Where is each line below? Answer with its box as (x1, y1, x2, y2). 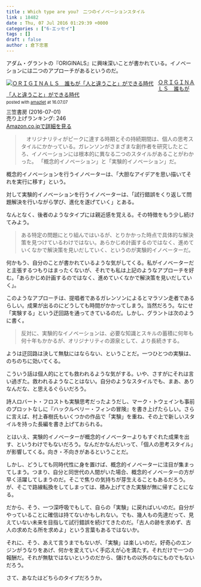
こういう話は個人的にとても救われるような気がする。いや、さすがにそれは (6, 370, 189, 378)
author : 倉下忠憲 (6, 43, 49, 49)
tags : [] (6, 31, 31, 37)
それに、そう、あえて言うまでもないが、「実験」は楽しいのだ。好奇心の (6, 539, 181, 546)
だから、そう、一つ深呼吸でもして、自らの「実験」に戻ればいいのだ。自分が (6, 504, 194, 511)
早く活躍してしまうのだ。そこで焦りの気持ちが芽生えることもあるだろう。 (6, 476, 189, 483)
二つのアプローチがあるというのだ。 (32, 67, 121, 74)
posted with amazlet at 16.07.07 (6, 100, 68, 106)
